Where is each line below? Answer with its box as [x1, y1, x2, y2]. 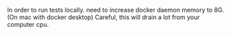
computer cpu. [7, 21, 50, 28]
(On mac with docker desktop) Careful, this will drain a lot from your [7, 13, 200, 21]
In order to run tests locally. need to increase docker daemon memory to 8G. [7, 6, 225, 14]
